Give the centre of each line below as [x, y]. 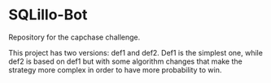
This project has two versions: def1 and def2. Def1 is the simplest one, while [135, 52]
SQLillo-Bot [48, 15]
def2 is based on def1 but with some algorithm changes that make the [125, 61]
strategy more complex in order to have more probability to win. [115, 69]
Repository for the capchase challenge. [74, 37]
